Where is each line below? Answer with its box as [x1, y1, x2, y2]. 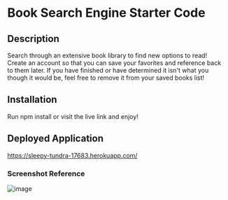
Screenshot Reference [7, 169, 85, 178]
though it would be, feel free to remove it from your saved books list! [7, 73, 205, 82]
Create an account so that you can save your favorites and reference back [7, 59, 222, 67]
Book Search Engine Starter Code [7, 5, 206, 21]
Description [7, 33, 59, 45]
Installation [7, 94, 57, 106]
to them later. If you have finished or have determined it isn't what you [7, 66, 209, 74]
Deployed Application [7, 133, 104, 145]
